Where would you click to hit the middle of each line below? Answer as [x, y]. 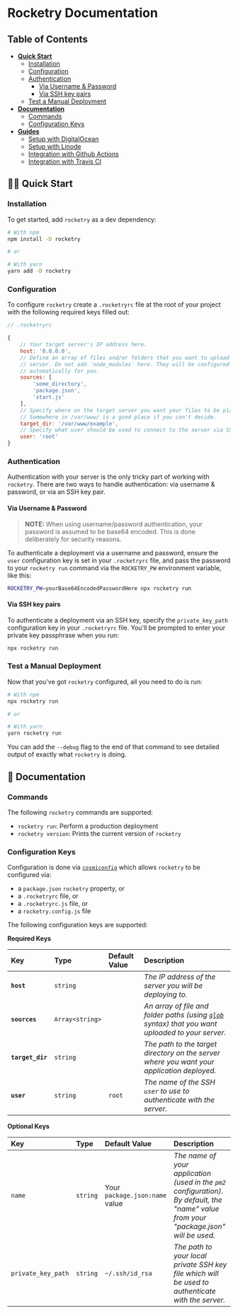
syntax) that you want [181, 1024]
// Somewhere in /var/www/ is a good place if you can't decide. [119, 417]
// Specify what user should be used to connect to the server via [121, 430]
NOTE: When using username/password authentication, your [114, 524]
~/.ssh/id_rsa [129, 1274]
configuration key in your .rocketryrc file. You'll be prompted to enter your [116, 628]
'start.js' [49, 397]
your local [190, 1256]
